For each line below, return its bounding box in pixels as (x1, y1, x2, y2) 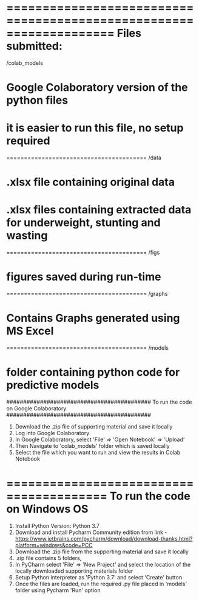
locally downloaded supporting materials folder (15, 567, 133, 575)
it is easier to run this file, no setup (6, 121, 184, 135)
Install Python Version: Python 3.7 (15, 522, 100, 529)
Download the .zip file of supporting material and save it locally (15, 423, 173, 430)
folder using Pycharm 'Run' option (15, 586, 101, 594)
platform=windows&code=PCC (15, 541, 93, 548)
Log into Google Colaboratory (15, 430, 90, 436)
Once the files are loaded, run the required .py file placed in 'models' (15, 580, 187, 587)
